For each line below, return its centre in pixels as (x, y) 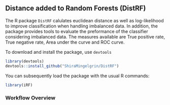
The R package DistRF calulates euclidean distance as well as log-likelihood (84, 20)
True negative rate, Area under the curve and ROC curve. (65, 42)
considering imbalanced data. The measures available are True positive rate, (85, 37)
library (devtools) (25, 61)
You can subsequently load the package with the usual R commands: (77, 76)
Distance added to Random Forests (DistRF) (76, 8)
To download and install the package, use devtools (58, 52)
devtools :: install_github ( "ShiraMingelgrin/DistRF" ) (62, 66)
